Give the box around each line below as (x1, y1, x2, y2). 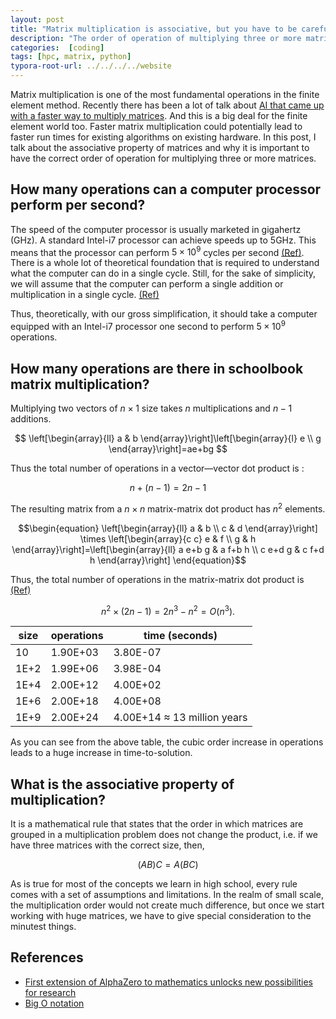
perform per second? (10, 197, 146, 214)
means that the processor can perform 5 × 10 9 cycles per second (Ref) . (10, 244, 305, 258)
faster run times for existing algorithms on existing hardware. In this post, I (10, 131, 317, 143)
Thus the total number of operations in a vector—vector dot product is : (10, 462, 305, 474)
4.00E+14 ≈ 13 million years (113, 711, 248, 725)
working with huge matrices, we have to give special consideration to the (10, 910, 312, 922)
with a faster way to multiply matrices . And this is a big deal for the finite (10, 110, 308, 121)
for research (24, 986, 77, 998)
